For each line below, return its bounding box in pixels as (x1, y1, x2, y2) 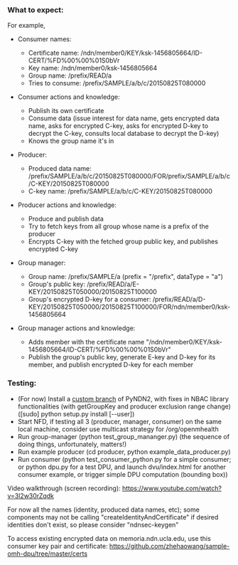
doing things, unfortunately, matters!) (17, 440, 127, 448)
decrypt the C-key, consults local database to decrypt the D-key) (28, 130, 220, 138)
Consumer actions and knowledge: (17, 93, 120, 101)
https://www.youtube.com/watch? (121, 484, 222, 492)
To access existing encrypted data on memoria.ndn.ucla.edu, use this (7, 534, 211, 542)
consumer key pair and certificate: (7, 542, 108, 550)
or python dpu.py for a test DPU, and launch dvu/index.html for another (17, 463, 226, 471)
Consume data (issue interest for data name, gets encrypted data (28, 114, 220, 122)
